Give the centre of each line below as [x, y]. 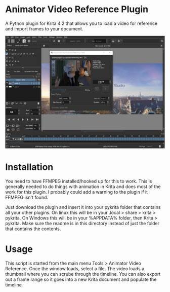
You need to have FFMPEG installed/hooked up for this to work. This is [79, 181]
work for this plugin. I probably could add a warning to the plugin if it [77, 192]
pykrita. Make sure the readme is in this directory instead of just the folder [82, 223]
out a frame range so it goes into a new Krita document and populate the [81, 279]
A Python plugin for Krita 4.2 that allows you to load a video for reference [81, 23]
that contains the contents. [33, 229]
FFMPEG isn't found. [27, 197]
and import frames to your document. [44, 28]
